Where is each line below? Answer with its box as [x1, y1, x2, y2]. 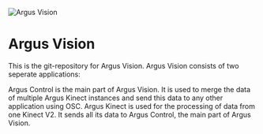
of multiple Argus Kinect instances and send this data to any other [8, 93, 224, 102]
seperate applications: [8, 69, 81, 79]
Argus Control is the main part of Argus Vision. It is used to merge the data [8, 84, 251, 94]
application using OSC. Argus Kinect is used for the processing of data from [8, 101, 255, 110]
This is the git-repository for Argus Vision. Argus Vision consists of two [8, 61, 239, 70]
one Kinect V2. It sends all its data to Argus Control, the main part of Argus [8, 110, 251, 119]
